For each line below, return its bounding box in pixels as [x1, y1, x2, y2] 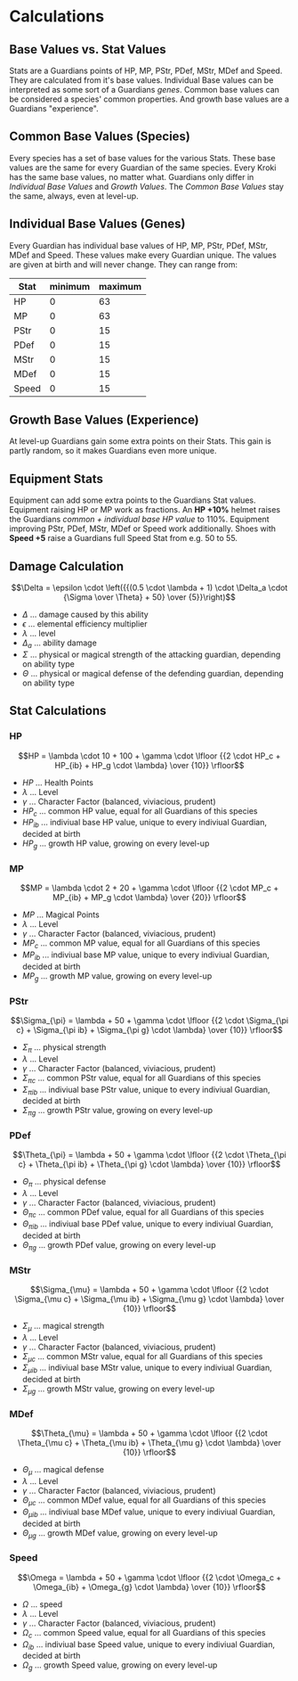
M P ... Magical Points [21, 909, 100, 920]
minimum [49, 280, 91, 292]
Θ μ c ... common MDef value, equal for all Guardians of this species [21, 1495, 267, 1507]
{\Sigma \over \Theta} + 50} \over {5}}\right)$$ [63, 592, 236, 603]
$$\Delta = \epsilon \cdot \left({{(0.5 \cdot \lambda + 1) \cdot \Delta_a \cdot [11, 582, 288, 594]
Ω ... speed [21, 1598, 63, 1610]
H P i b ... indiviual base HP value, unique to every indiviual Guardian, [21, 817, 267, 830]
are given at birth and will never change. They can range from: [9, 258, 238, 269]
